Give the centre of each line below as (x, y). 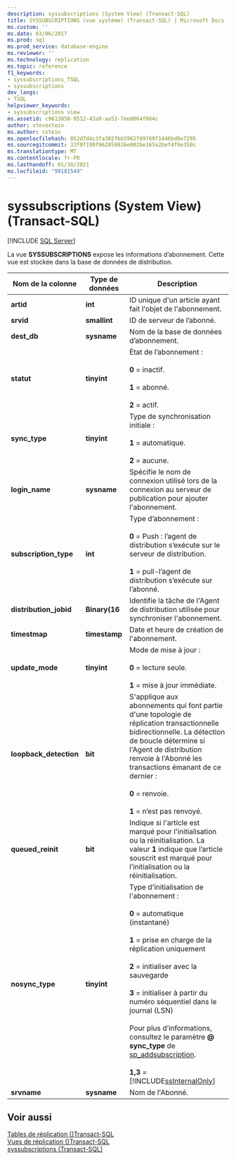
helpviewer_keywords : (39, 106)
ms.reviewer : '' (31, 54)
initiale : (142, 425)
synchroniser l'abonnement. (176, 618)
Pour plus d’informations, (171, 1028)
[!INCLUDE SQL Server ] (41, 240)
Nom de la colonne (45, 283)
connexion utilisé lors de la (173, 480)
